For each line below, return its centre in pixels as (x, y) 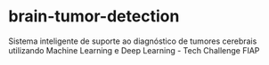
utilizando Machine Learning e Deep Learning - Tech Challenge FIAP (134, 50)
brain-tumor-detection (94, 16)
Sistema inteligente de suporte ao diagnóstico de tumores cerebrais (133, 41)
